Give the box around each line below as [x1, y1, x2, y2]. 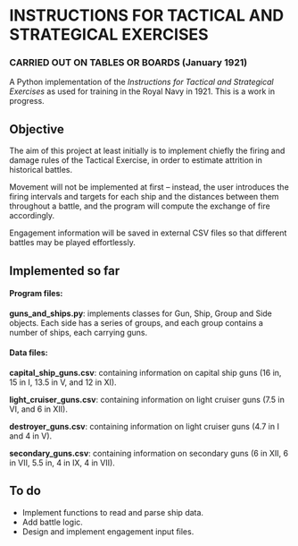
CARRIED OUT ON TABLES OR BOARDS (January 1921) [9, 56, 248, 69]
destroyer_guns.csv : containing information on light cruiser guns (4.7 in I [9, 422, 279, 432]
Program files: [9, 288, 63, 299]
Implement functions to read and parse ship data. [21, 507, 203, 517]
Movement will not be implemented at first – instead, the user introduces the [9, 182, 290, 192]
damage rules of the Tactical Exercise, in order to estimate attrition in [9, 155, 263, 166]
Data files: [9, 347, 49, 358]
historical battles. [9, 165, 73, 175]
